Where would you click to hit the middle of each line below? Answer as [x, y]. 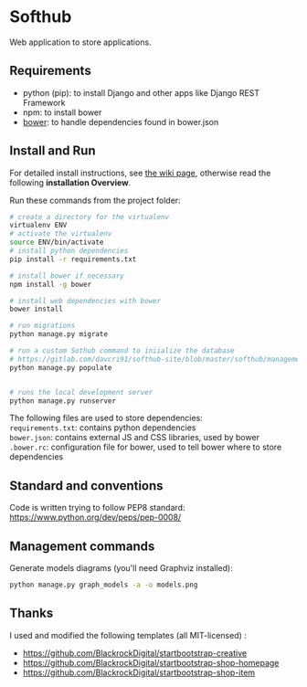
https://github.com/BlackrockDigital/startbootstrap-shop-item [139, 672]
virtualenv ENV [38, 226]
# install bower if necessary [67, 276]
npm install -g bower [51, 284]
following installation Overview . [70, 182]
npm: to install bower [62, 112]
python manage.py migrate [58, 334]
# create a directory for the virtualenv [90, 217]
